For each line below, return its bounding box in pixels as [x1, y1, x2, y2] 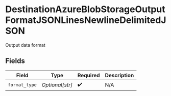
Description [105, 72, 134, 79]
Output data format [5, 42, 46, 48]
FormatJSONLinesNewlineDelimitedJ [5, 14, 166, 26]
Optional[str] [41, 81, 73, 88]
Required [77, 72, 101, 79]
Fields [5, 57, 26, 66]
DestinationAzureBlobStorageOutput [5, 4, 165, 15]
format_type [8, 82, 37, 88]
